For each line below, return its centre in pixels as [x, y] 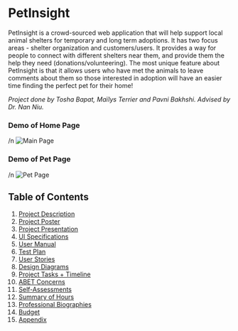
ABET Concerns [42, 282]
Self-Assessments [45, 290]
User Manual [37, 244]
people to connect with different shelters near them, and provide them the [116, 55]
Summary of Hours [46, 297]
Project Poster [39, 222]
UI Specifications [43, 237]
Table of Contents [49, 197]
